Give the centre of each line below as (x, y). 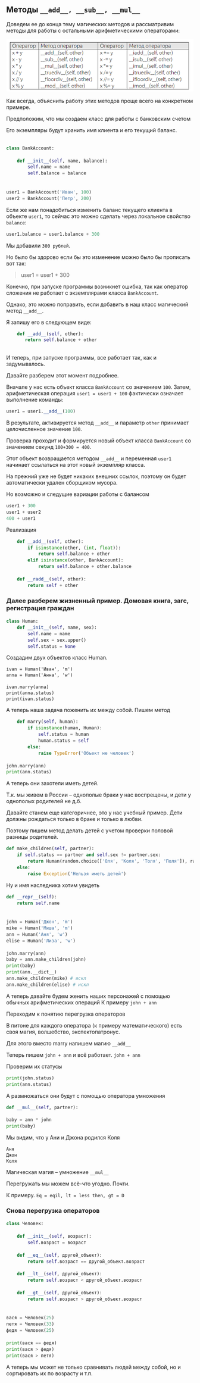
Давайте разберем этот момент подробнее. (62, 376)
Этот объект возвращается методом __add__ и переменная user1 (89, 458)
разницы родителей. (32, 837)
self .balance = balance (57, 173)
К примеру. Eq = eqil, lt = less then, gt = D (65, 1195)
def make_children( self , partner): (50, 849)
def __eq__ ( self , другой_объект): (60, 1255)
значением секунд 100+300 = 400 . (49, 447)
